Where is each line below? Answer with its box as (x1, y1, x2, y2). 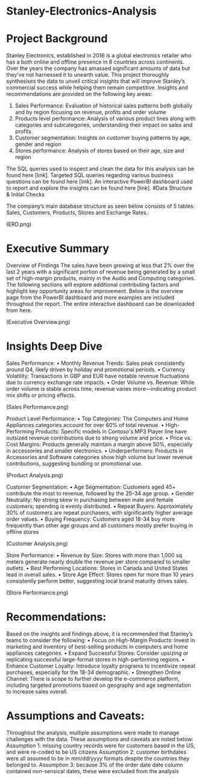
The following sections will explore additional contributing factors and (6, 281, 180, 288)
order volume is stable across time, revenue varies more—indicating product (6, 385, 197, 392)
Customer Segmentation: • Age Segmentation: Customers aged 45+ (6, 483, 176, 490)
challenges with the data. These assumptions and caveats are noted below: (6, 735, 194, 742)
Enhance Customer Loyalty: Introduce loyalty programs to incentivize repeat (6, 662, 196, 669)
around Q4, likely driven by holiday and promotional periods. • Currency (6, 366, 185, 373)
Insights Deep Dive (6, 339, 103, 353)
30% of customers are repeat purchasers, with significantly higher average (6, 509, 193, 516)
